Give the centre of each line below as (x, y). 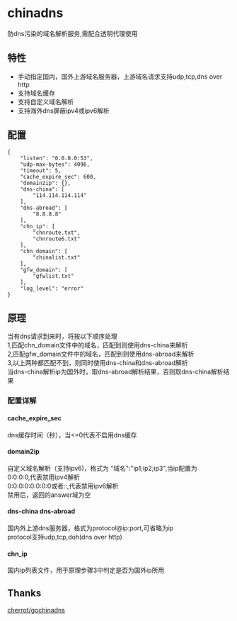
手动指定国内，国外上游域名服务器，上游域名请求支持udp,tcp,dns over (120, 77)
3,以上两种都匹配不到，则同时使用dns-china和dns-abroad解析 (98, 363)
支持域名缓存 (36, 93)
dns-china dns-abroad (41, 511)
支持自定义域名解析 (46, 101)
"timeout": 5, (41, 170)
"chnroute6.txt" (57, 239)
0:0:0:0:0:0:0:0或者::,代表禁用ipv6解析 (63, 486)
